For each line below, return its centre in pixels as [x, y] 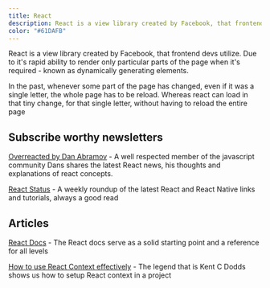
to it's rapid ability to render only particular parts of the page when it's [125, 62]
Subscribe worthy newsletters [86, 137]
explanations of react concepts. [61, 174]
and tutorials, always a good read [63, 198]
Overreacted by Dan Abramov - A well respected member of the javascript [131, 157]
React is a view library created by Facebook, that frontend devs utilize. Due [133, 54]
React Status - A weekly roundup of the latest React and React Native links [132, 189]
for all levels [28, 251]
